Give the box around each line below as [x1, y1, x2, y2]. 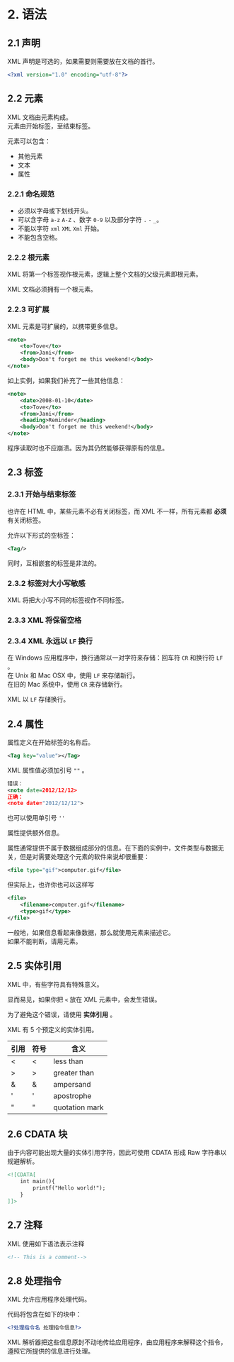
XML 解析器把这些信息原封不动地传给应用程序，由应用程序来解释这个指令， [7, 1338, 228, 1346]
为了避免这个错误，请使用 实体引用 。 [7, 1010, 117, 1019]
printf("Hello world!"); [33, 1185, 106, 1192]
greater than [53, 1068, 94, 1078]
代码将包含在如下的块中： [7, 1310, 82, 1319]
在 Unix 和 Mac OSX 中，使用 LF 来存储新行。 [7, 671, 139, 680]
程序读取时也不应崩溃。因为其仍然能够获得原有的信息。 [7, 444, 168, 453]
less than [53, 1056, 83, 1066]
